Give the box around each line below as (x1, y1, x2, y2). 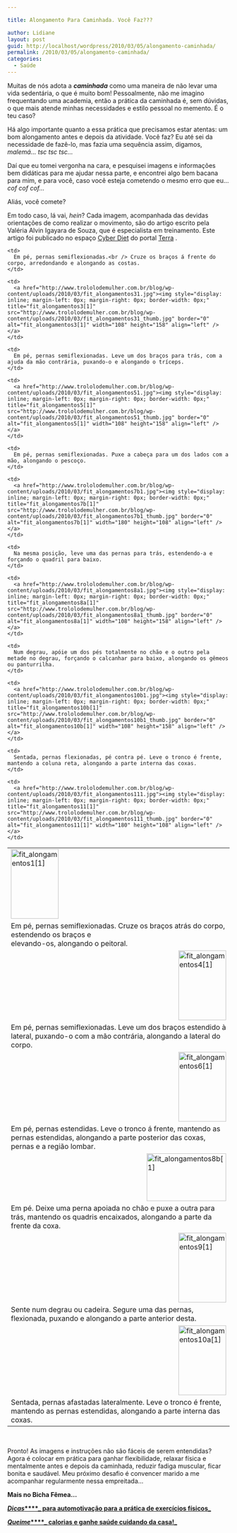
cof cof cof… (7, 184, 45, 192)
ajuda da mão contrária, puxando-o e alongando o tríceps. (7, 358, 185, 366)
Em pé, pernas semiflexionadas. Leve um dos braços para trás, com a (13, 352, 222, 359)
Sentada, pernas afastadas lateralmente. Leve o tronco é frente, (11, 1397, 222, 1407)
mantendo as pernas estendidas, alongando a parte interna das (11, 1406, 221, 1416)
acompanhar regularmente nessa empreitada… (7, 1477, 144, 1485)
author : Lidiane (7, 29, 55, 36)
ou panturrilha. (7, 661, 55, 668)
